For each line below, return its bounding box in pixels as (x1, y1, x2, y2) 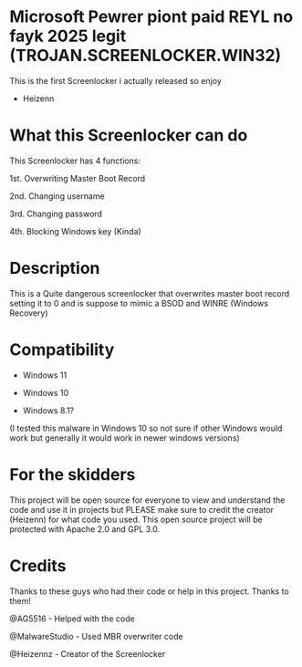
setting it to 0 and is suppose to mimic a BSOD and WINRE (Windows (9, 297, 269, 308)
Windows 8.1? (22, 404, 75, 416)
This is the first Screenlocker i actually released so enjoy (9, 75, 222, 86)
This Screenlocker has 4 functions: (9, 155, 141, 166)
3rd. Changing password (9, 208, 103, 219)
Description (9, 258, 100, 279)
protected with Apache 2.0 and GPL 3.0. (9, 523, 161, 535)
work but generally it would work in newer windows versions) (9, 432, 240, 443)
